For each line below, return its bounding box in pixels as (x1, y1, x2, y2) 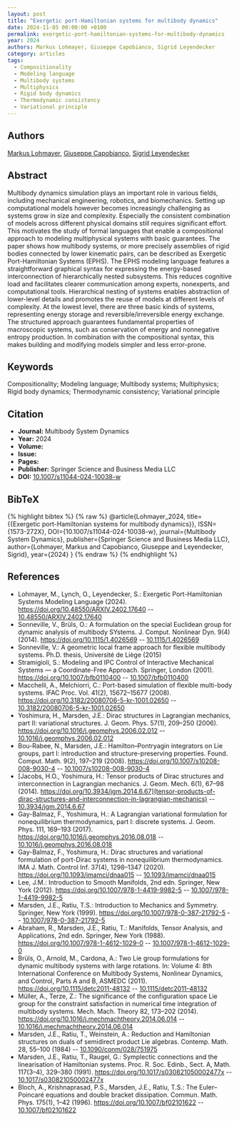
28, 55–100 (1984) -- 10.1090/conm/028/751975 (17, 1045, 158, 1053)
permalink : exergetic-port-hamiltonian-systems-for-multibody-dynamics (7, 30, 225, 38)
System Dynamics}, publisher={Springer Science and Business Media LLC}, (7, 535, 230, 543)
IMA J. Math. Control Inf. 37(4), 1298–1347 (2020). (17, 863, 166, 871)
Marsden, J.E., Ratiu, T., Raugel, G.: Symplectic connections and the (17, 1052, 218, 1061)
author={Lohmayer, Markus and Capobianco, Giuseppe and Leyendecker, (7, 542, 224, 551)
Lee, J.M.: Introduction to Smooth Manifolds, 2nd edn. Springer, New (17, 878, 220, 886)
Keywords (7, 361, 54, 373)
